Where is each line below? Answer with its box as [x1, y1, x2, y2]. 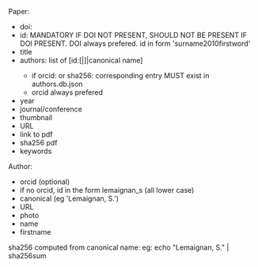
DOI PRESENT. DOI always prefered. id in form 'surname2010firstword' [19, 39, 251, 48]
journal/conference [19, 104, 83, 114]
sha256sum [8, 251, 47, 260]
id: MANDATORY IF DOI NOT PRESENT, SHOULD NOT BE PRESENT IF [19, 31, 248, 39]
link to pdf [19, 130, 53, 139]
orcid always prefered [31, 88, 103, 97]
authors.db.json [31, 79, 83, 88]
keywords [19, 146, 52, 156]
